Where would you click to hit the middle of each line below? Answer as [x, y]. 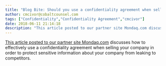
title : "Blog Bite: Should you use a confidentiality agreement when [78, 10]
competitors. [18, 58]
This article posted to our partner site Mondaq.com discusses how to [75, 42]
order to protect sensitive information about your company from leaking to [81, 53]
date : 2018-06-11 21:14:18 [33, 24]
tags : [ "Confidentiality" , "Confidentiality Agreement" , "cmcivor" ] [75, 19]
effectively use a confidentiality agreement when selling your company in [80, 48]
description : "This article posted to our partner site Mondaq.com [76, 28]
